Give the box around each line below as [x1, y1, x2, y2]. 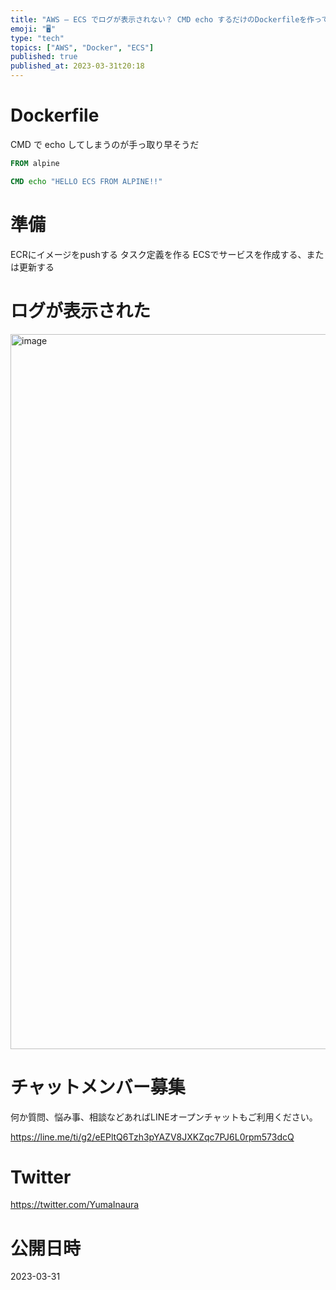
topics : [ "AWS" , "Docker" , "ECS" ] [10, 42, 155, 53]
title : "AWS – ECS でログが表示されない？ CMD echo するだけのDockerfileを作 [10, 14, 315, 25]
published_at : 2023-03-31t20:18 [10, 61, 145, 71]
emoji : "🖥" [10, 24, 57, 34]
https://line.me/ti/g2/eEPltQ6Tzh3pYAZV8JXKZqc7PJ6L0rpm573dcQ [10, 1131, 295, 1143]
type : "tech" [10, 33, 65, 43]
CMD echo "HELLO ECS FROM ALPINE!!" [10, 176, 163, 186]
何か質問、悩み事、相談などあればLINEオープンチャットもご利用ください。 [10, 1111, 318, 1123]
